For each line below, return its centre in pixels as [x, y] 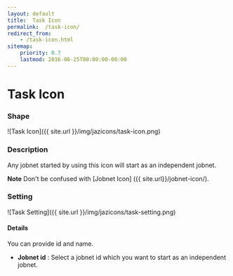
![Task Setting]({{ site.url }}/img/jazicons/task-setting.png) [92, 212]
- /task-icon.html [47, 40]
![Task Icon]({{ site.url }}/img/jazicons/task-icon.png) [84, 131]
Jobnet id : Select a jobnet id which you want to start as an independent [122, 258]
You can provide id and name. [51, 244]
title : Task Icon [34, 20]
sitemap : [20, 46]
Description [28, 150]
